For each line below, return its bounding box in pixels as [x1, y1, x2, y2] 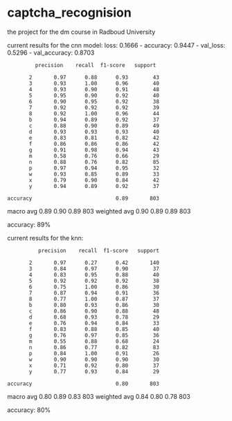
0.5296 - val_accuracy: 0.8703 [7, 48, 95, 57]
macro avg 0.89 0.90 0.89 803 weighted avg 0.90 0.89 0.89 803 [7, 207, 191, 215]
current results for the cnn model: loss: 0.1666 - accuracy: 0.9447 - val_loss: [7, 41, 226, 49]
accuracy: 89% [7, 220, 51, 229]
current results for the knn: [7, 234, 84, 242]
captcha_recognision [7, 5, 132, 21]
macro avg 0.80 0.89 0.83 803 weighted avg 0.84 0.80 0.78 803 [7, 392, 190, 400]
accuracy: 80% [7, 406, 51, 414]
